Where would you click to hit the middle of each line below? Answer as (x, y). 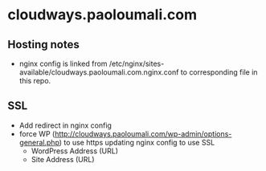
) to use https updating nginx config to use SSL (137, 142)
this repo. (35, 81)
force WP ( (37, 133)
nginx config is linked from (63, 63)
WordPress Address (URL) (74, 151)
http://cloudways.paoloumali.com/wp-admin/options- (143, 133)
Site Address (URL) (63, 159)
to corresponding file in (219, 72)
